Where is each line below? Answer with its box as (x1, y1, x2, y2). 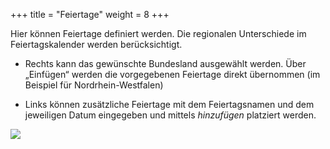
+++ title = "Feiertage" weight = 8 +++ (10, 9, 170, 20)
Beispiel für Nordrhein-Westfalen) (24, 79, 164, 91)
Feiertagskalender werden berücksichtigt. (10, 39, 183, 50)
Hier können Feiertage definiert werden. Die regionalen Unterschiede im (10, 28, 307, 39)
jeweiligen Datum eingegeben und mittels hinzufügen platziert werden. (24, 109, 317, 121)
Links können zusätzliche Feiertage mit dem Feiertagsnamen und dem (24, 99, 315, 110)
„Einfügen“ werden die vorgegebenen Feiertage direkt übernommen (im (24, 69, 321, 80)
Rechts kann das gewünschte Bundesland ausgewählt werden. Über (24, 58, 307, 69)
